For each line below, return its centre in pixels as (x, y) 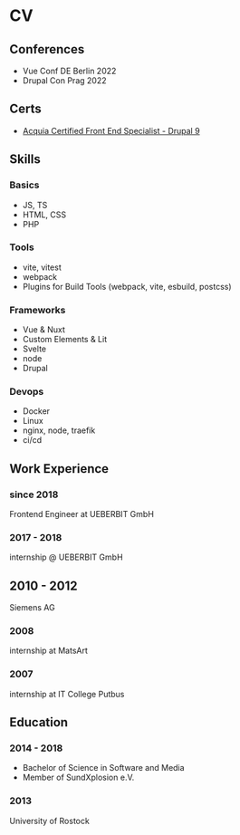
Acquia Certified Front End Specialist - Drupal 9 (111, 130)
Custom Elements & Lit (65, 340)
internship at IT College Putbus (67, 694)
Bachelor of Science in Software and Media (103, 768)
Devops (27, 392)
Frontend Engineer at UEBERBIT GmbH (82, 514)
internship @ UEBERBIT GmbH (67, 557)
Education (39, 722)
